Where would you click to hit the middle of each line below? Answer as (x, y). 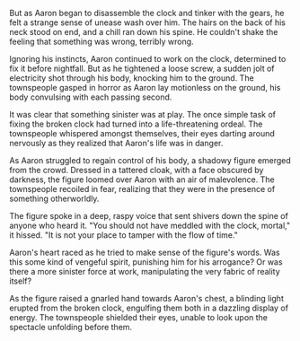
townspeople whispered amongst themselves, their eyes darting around (142, 133)
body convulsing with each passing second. (91, 97)
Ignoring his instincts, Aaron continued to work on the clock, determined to (148, 59)
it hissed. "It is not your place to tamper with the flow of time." (124, 235)
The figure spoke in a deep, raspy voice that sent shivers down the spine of (149, 216)
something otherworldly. (54, 198)
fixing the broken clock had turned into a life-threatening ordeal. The (136, 124)
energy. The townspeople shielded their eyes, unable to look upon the (138, 317)
